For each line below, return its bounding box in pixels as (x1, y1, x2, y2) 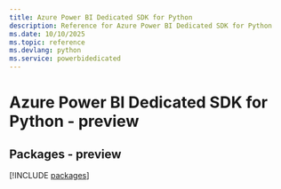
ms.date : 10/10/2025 (9, 29, 86, 38)
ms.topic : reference (9, 37, 86, 47)
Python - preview (9, 112, 140, 131)
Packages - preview (9, 146, 122, 161)
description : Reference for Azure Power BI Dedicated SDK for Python (9, 21, 273, 30)
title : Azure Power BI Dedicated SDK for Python (9, 12, 193, 22)
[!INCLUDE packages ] (9, 170, 90, 180)
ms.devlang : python (9, 46, 82, 55)
